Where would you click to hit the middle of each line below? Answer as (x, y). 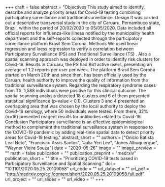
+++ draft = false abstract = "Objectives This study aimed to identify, (75, 7)
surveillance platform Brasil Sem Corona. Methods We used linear (72, 43)
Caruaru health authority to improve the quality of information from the (77, 80)
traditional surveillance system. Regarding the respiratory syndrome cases (81, 85)
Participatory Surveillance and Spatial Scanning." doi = (61, 163)
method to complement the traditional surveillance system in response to (79, 127)
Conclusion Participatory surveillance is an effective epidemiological (74, 122)
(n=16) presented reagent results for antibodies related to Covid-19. (73, 117)
